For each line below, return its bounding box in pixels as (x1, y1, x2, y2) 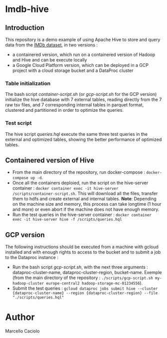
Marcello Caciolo (5, 328, 40, 334)
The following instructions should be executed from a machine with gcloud (5, 244, 159, 250)
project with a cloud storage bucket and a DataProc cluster (12, 67, 134, 73)
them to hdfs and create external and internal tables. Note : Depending (12, 196, 157, 202)
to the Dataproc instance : (5, 255, 59, 261)
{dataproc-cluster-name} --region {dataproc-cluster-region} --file (12, 291, 158, 296)
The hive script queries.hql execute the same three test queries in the (5, 131, 148, 137)
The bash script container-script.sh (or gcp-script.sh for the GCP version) (5, 91, 157, 97)
